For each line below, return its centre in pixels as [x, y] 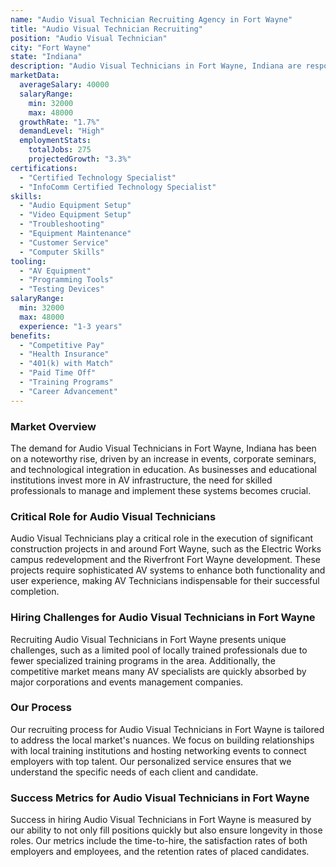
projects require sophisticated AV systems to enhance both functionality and [168, 570]
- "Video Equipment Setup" [75, 215]
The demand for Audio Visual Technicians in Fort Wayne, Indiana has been [163, 448]
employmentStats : [55, 141]
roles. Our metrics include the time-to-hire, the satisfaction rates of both [159, 841]
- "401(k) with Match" [66, 364]
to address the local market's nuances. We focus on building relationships [162, 740]
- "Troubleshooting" [62, 224]
